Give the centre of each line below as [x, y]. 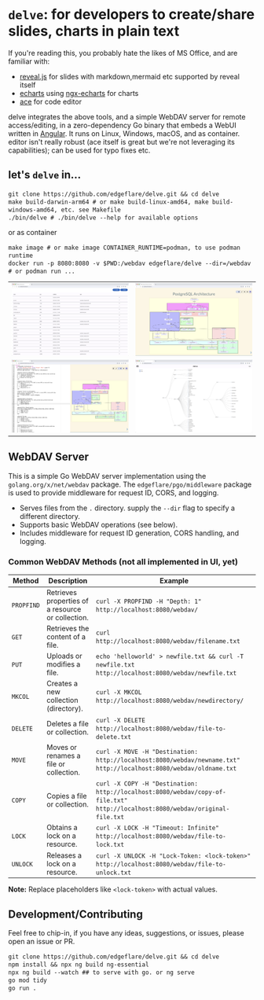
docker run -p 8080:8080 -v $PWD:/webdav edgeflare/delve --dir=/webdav [130, 263]
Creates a [62, 684]
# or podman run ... [42, 271]
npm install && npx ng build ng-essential [79, 965]
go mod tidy [27, 980]
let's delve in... [45, 175]
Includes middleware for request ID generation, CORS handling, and [129, 533]
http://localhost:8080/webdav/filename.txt [168, 642]
